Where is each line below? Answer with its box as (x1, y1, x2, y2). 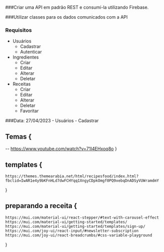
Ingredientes (12, 54, 39, 60)
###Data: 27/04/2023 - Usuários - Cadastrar (5, 118, 99, 124)
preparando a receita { (5, 201, 77, 210)
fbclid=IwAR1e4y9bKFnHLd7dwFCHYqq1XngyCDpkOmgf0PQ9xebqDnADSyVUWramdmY (5, 178, 159, 183)
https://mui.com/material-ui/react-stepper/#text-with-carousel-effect (5, 215, 159, 220)
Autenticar (20, 49, 42, 55)
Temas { (5, 132, 32, 141)
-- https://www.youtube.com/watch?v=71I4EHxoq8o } (5, 146, 117, 152)
